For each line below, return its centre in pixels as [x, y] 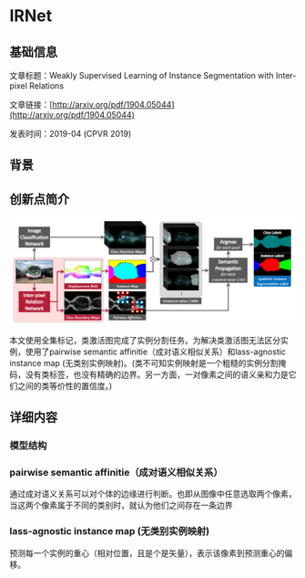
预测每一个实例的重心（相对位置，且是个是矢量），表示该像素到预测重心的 [147, 552]
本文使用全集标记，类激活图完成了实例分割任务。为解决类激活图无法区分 [145, 340]
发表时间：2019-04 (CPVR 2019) [71, 134]
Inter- [286, 75]
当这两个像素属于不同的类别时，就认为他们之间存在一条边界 [121, 505]
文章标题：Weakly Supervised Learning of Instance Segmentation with [142, 75]
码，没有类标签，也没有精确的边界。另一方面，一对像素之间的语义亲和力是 [149, 374]
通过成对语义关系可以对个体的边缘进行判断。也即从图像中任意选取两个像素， [153, 494]
